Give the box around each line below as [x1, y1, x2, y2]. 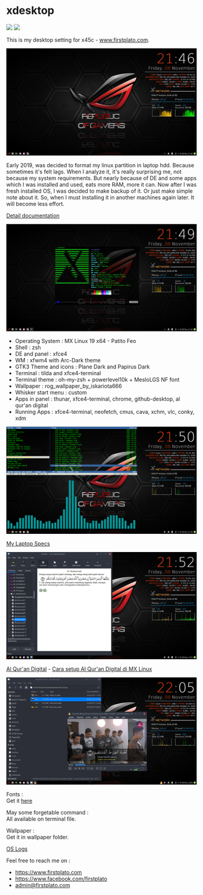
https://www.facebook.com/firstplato [14, 875, 108, 882]
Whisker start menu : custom [14, 388, 87, 396]
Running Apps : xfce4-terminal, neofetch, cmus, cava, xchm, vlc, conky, [14, 408, 195, 415]
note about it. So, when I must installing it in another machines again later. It [6, 193, 195, 201]
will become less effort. [6, 200, 65, 207]
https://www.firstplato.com [14, 868, 82, 876]
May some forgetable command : [6, 808, 89, 816]
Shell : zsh [14, 344, 41, 351]
